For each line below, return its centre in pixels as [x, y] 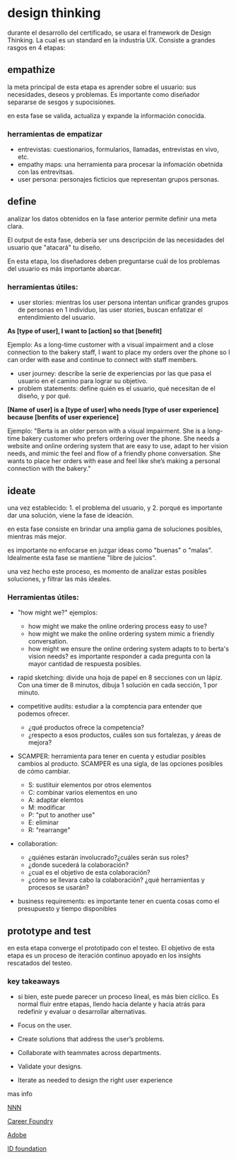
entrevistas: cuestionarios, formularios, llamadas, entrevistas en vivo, [118, 149]
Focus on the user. [45, 1025]
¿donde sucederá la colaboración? [78, 865]
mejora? [40, 742]
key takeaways [34, 981]
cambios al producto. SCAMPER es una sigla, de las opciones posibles [120, 764]
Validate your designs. [50, 1066]
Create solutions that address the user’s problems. [91, 1039]
